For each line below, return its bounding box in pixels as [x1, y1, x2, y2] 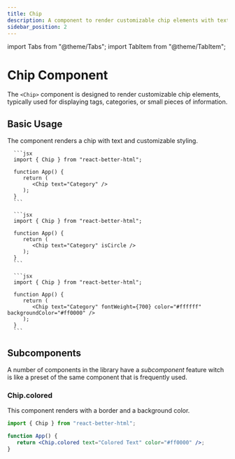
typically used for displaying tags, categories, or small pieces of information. [7, 97, 228, 106]
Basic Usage [7, 118, 63, 130]
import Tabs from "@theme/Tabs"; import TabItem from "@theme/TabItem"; [7, 43, 226, 51]
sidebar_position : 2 [7, 23, 68, 30]
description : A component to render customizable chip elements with [7, 17, 215, 24]
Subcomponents [7, 347, 82, 359]
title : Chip [7, 10, 42, 18]
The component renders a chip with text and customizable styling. [7, 137, 198, 145]
